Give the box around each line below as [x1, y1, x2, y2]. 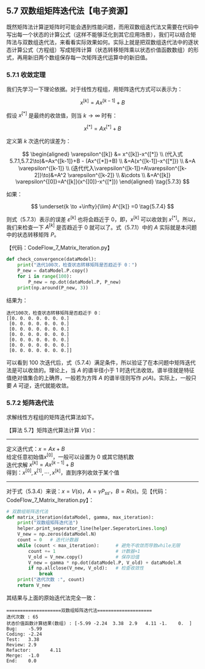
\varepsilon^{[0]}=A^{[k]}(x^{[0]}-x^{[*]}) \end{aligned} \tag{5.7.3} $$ [15, 178, 190, 185]
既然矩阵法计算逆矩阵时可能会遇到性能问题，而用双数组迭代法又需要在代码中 [6, 23, 199, 31]
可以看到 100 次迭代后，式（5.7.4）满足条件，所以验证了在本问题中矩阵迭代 [6, 359, 196, 366]
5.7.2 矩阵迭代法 [6, 398, 54, 407]
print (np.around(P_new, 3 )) [17, 285, 88, 291]
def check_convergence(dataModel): [6, 256, 97, 263]
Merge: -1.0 [6, 653, 40, 659]
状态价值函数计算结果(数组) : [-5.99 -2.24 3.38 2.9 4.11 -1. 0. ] [6, 620, 192, 626]
